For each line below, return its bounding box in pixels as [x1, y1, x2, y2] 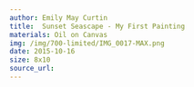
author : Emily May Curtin [9, 13, 107, 23]
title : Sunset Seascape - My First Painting [9, 22, 185, 31]
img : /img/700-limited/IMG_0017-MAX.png [9, 38, 166, 48]
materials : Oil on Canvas [9, 30, 107, 39]
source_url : [9, 64, 55, 73]
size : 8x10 [9, 55, 51, 64]
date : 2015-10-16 [9, 47, 76, 56]
